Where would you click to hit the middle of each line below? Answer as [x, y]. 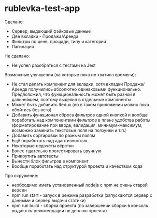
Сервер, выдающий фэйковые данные [51, 31]
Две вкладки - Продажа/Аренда [45, 36]
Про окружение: [21, 175]
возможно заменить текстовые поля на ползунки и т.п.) [69, 130]
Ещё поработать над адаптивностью [49, 140]
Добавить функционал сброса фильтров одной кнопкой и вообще [80, 115]
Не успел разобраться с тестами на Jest [54, 65]
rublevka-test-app [42, 8]
